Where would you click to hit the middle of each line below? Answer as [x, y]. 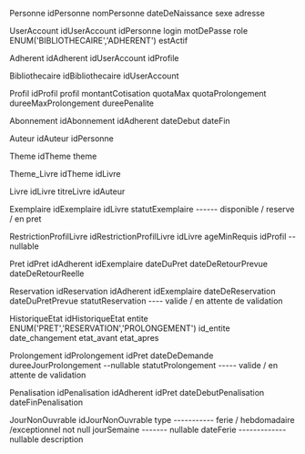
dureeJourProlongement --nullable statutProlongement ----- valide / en [144, 365]
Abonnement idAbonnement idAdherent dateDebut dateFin [120, 121]
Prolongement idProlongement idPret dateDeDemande [112, 356]
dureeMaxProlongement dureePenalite [82, 103]
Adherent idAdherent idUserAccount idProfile [94, 58]
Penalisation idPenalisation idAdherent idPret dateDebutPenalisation [137, 392]
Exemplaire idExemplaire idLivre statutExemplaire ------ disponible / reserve [152, 209]
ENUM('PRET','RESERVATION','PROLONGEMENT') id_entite [120, 328]
